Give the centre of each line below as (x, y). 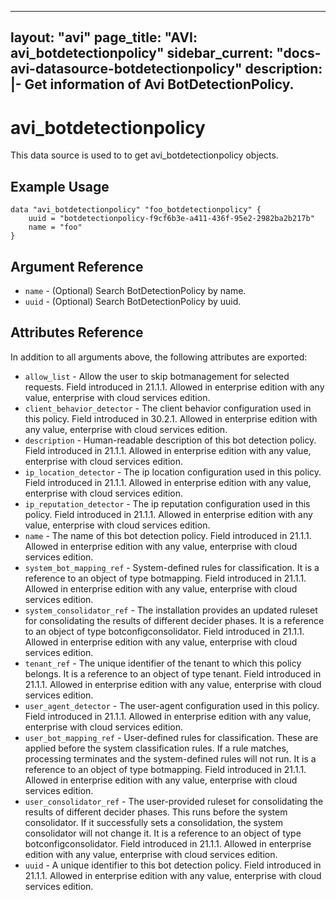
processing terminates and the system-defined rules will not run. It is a (170, 758)
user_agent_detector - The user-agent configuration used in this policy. (172, 705)
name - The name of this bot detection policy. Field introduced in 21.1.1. (168, 535)
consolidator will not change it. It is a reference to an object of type (163, 833)
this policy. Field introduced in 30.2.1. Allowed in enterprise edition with (171, 418)
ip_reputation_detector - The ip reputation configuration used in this (167, 503)
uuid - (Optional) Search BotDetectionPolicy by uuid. (133, 301)
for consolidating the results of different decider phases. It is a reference (174, 620)
